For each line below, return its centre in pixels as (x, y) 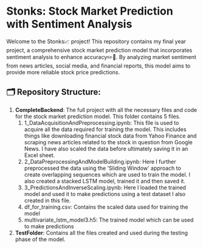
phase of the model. (40, 239)
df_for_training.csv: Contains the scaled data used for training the (106, 207)
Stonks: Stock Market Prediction (90, 11)
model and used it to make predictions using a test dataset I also (105, 194)
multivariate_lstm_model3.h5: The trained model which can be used (109, 220)
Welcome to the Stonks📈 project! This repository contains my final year (96, 41)
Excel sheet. (40, 155)
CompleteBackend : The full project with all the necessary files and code (106, 110)
